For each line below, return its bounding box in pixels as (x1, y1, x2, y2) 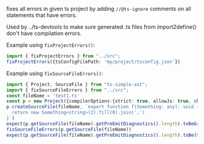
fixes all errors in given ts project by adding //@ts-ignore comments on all (6, 5, 191, 12)
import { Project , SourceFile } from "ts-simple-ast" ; (6, 81, 148, 87)
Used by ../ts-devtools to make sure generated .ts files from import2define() (6, 24, 197, 30)
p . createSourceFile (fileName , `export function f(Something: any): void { (6, 104, 200, 110)
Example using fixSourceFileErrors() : (6, 70, 103, 77)
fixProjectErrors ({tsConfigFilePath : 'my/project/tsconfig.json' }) (6, 59, 181, 65)
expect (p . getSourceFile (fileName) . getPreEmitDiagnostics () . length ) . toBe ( (6, 132, 197, 138)
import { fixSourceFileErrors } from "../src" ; (6, 87, 129, 93)
